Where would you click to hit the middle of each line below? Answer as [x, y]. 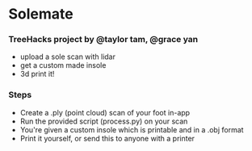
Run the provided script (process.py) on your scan [104, 121]
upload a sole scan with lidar [67, 57]
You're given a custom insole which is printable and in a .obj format [132, 129]
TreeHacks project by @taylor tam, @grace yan [103, 40]
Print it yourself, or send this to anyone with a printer [107, 138]
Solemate [41, 14]
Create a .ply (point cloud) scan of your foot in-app [105, 112]
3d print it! [37, 74]
